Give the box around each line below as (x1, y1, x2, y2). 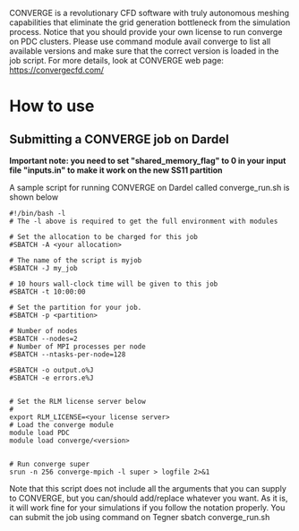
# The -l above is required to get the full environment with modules (9, 217, 278, 226)
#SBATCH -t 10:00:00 (9, 287, 87, 296)
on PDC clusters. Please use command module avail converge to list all (9, 36, 271, 47)
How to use (9, 96, 95, 116)
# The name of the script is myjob (9, 256, 142, 265)
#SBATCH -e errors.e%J (9, 373, 94, 382)
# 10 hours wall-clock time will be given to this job (9, 279, 218, 288)
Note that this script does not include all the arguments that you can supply (9, 484, 286, 493)
